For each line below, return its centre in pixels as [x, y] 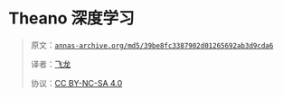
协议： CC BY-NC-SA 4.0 [76, 83]
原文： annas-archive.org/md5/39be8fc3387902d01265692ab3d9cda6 [152, 45]
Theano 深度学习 [71, 18]
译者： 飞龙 [51, 64]
